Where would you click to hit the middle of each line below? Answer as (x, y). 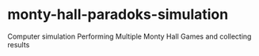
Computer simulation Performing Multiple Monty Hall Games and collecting (129, 36)
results (19, 44)
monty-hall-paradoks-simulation (118, 15)
